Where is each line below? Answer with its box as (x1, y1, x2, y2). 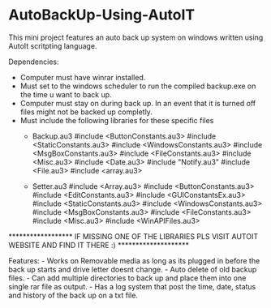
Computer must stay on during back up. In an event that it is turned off (19, 98, 256, 108)
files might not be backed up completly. (19, 107, 153, 117)
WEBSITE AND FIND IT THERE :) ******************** (8, 240, 189, 250)
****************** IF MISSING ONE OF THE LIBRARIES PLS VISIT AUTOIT (8, 231, 258, 241)
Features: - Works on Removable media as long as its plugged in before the (8, 255, 260, 265)
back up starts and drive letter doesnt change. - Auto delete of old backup (8, 264, 257, 274)
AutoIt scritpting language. (8, 41, 97, 50)
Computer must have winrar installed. (19, 72, 146, 82)
